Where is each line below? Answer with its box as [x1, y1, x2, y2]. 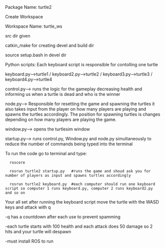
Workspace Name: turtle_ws [5, 23, 63, 29]
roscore [9, 160, 26, 165]
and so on [5, 190, 26, 195]
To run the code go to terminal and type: [5, 151, 87, 156]
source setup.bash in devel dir [5, 52, 66, 58]
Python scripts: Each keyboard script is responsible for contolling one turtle [5, 62, 158, 67]
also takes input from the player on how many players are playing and [5, 106, 146, 112]
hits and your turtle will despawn [5, 229, 71, 234]
